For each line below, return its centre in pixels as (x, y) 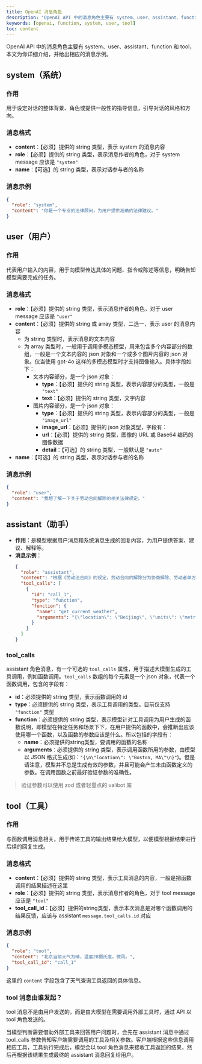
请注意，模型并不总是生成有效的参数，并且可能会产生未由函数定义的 (108, 765)
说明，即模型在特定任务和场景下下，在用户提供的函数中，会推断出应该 (107, 727)
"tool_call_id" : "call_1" (44, 963)
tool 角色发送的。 (28, 1019)
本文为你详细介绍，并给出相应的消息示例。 (59, 54)
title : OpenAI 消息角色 (34, 12)
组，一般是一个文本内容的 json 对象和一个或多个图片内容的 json (103, 354)
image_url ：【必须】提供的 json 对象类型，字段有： (105, 427)
